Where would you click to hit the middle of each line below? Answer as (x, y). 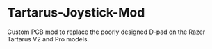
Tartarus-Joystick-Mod (76, 13)
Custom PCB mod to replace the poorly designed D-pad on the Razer (106, 32)
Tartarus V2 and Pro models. (48, 39)
